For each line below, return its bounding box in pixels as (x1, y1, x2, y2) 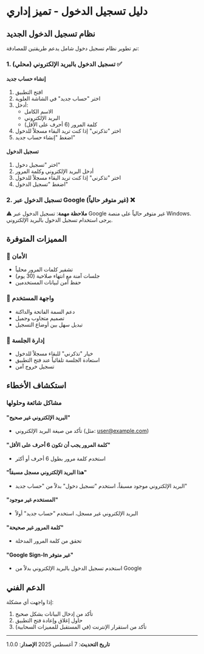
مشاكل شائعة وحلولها (6, 399, 62, 407)
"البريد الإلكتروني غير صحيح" (6, 413, 71, 421)
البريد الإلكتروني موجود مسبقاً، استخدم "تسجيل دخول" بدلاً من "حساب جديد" (15, 482, 188, 490)
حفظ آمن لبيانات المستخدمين (15, 279, 81, 286)
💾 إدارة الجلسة (6, 336, 45, 345)
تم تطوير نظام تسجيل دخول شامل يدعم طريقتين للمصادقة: (6, 44, 140, 52)
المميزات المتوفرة (6, 234, 67, 244)
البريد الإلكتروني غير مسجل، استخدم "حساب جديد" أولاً (15, 510, 138, 517)
